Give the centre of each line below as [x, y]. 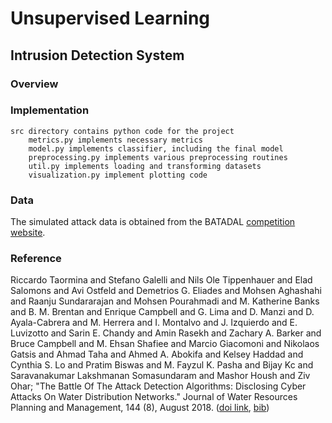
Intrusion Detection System [97, 55]
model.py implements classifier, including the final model [156, 148]
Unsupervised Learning [110, 18]
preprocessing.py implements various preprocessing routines [158, 157]
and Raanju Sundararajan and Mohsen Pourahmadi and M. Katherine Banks [165, 301]
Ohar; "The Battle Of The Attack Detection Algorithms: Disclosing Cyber [158, 386]
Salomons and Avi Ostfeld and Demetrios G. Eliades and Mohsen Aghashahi [166, 291]
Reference [36, 259]
